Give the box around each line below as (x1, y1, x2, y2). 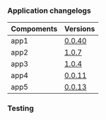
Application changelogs (7, 6, 92, 16)
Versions (64, 24, 95, 34)
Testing (7, 104, 34, 114)
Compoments (11, 24, 58, 34)
